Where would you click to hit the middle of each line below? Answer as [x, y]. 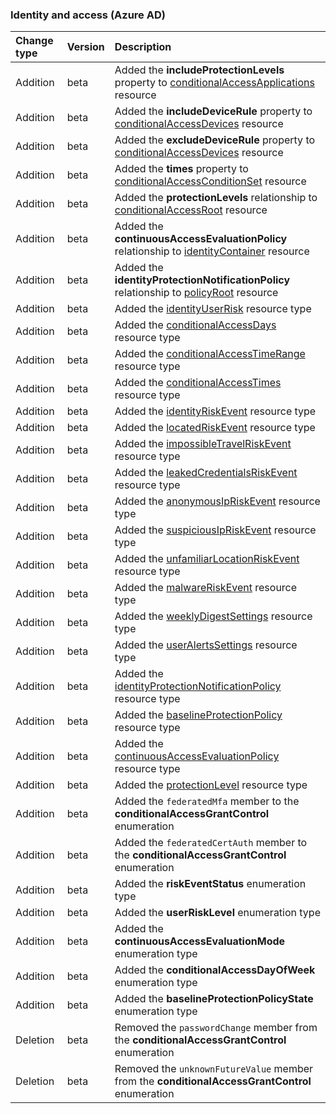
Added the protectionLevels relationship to [216, 198]
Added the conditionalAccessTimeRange [210, 354]
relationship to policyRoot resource [196, 293]
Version [85, 47]
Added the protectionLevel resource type [211, 785]
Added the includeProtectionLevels [199, 70]
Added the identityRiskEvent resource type [215, 411]
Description [143, 47]
